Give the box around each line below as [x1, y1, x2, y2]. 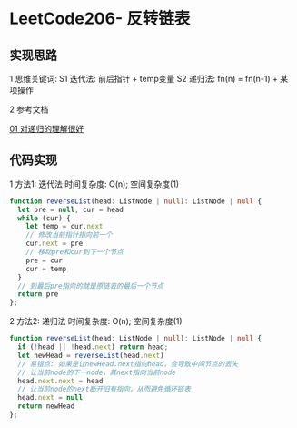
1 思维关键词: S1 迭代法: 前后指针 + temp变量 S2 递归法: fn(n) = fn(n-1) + [9, 74, 279, 84]
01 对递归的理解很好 [9, 124, 84, 134]
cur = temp [25, 264, 67, 273]
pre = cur [25, 256, 64, 265]
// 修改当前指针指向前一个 [25, 230, 113, 239]
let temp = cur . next [25, 222, 104, 231]
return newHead [17, 402, 75, 411]
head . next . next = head [17, 376, 104, 385]
